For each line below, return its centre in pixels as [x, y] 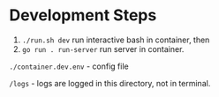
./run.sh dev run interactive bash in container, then [116, 40]
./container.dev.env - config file [69, 66]
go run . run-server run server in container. [103, 48]
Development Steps [83, 15]
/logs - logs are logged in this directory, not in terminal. [110, 83]
